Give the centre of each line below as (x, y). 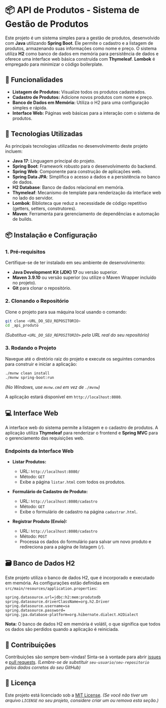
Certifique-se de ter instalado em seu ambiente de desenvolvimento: (75, 263)
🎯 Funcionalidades (34, 80)
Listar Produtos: (29, 462)
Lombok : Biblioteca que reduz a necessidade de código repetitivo (80, 203)
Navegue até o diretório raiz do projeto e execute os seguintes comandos (80, 358)
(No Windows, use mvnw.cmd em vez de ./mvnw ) (53, 387)
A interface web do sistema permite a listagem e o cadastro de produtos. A (82, 428)
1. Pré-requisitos (25, 252)
